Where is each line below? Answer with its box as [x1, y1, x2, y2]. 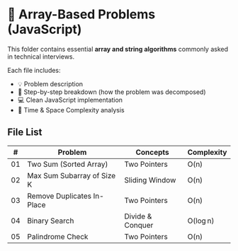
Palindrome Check [27, 231, 89, 241]
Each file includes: [7, 66, 62, 74]
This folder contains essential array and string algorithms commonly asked [7, 45, 229, 53]
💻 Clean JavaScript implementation [17, 95, 123, 104]
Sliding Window [123, 175, 176, 185]
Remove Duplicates [27, 191, 92, 201]
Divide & [123, 211, 152, 221]
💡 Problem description [17, 79, 84, 88]
